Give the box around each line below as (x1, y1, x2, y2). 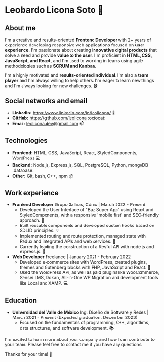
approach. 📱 (19, 217, 45, 223)
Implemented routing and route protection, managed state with (19, 233, 146, 239)
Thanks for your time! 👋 (5, 351, 52, 357)
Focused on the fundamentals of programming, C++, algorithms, (19, 320, 150, 326)
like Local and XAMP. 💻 (19, 280, 68, 286)
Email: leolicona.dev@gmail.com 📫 (12, 120, 84, 126)
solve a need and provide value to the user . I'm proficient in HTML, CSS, (5, 52, 152, 58)
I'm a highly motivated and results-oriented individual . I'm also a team (5, 72, 149, 78)
